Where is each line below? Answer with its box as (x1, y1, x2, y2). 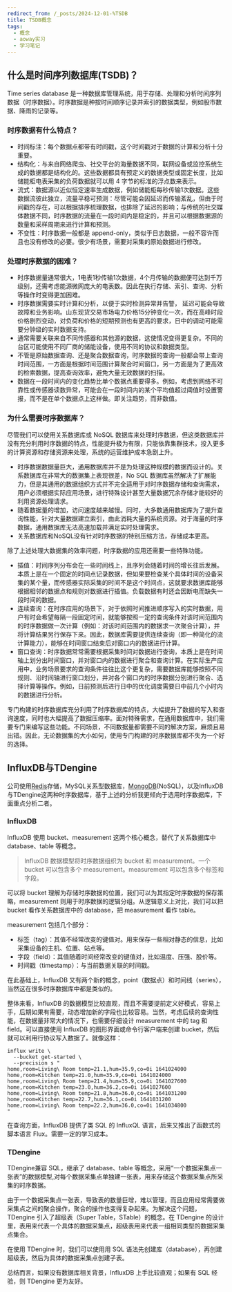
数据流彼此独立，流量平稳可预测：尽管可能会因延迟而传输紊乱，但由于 (17, 194, 217, 203)
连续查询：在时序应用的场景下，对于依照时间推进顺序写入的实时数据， (17, 604, 217, 612)
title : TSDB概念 (7, 17, 52, 24)
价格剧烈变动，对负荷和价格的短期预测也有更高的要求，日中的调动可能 (17, 317, 217, 325)
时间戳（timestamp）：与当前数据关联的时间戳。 (17, 961, 153, 969)
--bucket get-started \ (13, 1054, 81, 1060)
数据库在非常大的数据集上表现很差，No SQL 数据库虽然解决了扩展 (23, 471, 211, 479)
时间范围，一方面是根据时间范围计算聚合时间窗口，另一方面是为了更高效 (17, 360, 223, 368)
